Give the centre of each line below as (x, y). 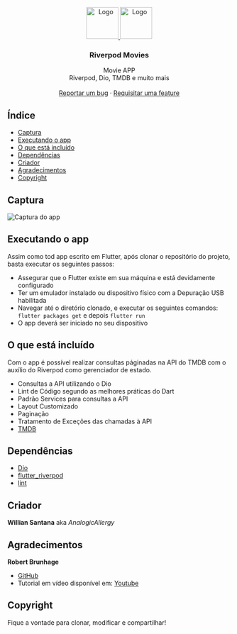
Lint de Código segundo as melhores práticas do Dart (96, 391)
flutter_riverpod (40, 476)
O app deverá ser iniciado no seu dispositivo (83, 323)
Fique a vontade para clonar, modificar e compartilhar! (87, 622)
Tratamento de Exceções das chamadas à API (85, 421)
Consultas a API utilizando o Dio (64, 384)
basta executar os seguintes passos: (61, 264)
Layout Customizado (48, 406)
